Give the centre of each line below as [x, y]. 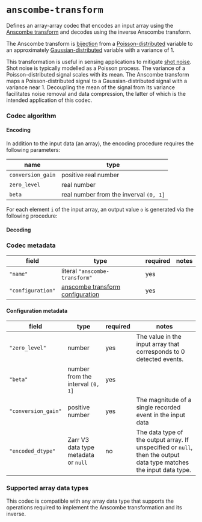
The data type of [160, 432]
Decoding [19, 230]
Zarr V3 [78, 440]
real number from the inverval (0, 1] [113, 195]
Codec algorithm [31, 116]
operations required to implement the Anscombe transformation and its [94, 508]
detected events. [160, 359]
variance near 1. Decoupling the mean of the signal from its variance [91, 87]
